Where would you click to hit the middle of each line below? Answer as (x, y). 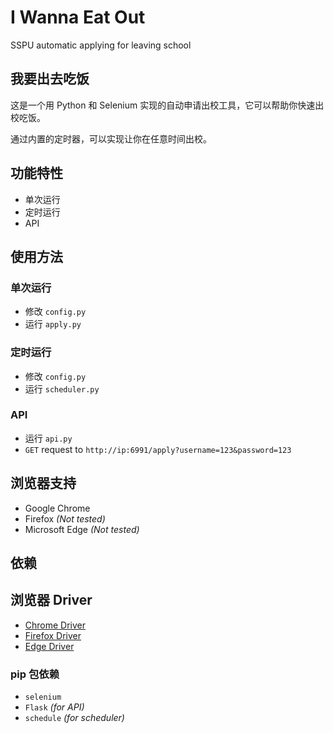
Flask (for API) (54, 707)
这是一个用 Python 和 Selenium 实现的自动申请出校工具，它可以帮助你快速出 (167, 105)
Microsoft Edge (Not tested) (82, 529)
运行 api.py (48, 438)
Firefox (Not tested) (65, 518)
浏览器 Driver (51, 600)
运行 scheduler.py (62, 388)
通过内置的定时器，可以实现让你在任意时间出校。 (111, 138)
